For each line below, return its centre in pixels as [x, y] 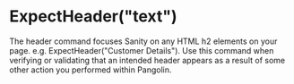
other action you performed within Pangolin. [91, 70]
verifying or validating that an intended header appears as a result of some [147, 60]
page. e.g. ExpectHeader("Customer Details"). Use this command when [142, 50]
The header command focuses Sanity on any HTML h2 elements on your [143, 41]
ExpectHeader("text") [93, 17]
